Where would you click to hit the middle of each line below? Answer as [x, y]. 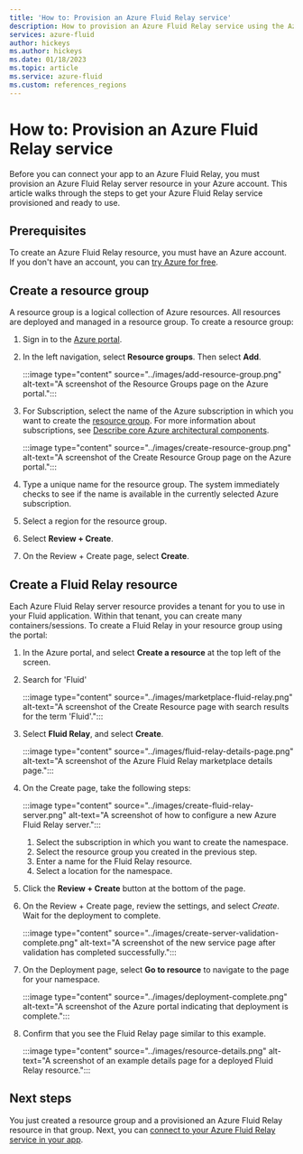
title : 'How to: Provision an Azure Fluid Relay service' [120, 18]
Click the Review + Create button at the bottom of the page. [134, 889]
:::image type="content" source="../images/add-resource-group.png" [152, 375]
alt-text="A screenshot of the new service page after [178, 943]
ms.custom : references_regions [68, 85]
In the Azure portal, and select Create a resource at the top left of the [151, 652]
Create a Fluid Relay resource [93, 585]
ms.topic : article [44, 69]
